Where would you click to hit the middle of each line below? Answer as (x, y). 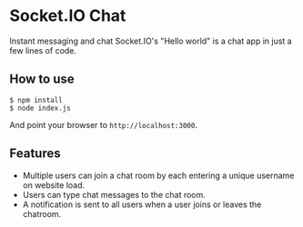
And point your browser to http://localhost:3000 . (104, 124)
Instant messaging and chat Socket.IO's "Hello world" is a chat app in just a (151, 41)
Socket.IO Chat (68, 16)
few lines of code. (43, 50)
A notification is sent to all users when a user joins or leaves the (142, 204)
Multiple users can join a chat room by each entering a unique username (158, 175)
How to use (42, 79)
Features (35, 154)
